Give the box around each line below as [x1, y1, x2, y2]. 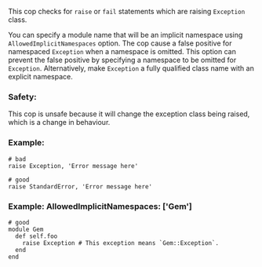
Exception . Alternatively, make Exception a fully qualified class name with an [8, 64, 255, 73]
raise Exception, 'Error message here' [8, 162, 139, 170]
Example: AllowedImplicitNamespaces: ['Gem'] [8, 200, 192, 211]
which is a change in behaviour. [8, 118, 111, 127]
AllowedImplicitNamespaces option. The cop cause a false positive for [8, 38, 232, 48]
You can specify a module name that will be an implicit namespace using [8, 31, 243, 39]
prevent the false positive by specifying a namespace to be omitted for [8, 55, 237, 64]
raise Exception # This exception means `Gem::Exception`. [22, 239, 220, 247]
